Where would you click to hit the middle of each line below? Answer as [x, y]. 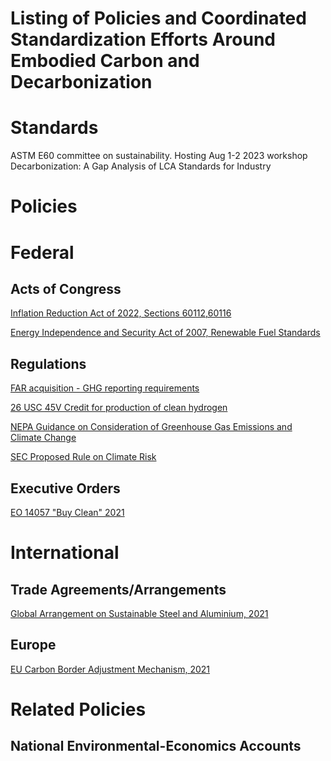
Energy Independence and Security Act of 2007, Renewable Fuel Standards [165, 333]
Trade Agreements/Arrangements [118, 589]
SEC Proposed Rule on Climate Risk [83, 457]
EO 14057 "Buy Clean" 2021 [67, 512]
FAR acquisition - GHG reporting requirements [105, 388]
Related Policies [78, 709]
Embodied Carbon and [105, 61]
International [65, 553]
